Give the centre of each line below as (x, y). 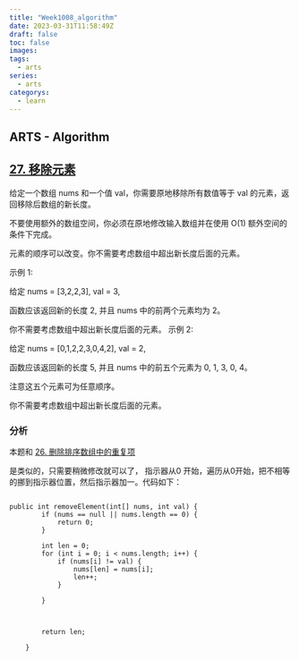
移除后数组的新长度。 (56, 204)
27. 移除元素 (43, 169)
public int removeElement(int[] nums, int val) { (104, 506)
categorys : (30, 92)
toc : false (30, 42)
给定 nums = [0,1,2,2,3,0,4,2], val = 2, (77, 348)
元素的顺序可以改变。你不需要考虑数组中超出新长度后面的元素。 (127, 253)
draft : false (34, 34)
